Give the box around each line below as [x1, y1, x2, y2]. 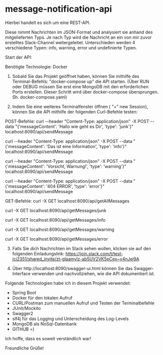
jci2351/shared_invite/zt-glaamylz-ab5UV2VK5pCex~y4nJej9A [12, 256, 140, 262]
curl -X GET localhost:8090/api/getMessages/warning [5, 227, 115, 232]
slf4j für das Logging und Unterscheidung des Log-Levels [12, 315, 129, 322]
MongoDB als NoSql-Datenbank [12, 321, 77, 327]
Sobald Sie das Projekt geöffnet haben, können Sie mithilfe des [12, 73, 140, 79]
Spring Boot [12, 289, 37, 295]
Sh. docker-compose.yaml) [12, 94, 68, 100]
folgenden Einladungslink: [12, 251, 65, 256]
